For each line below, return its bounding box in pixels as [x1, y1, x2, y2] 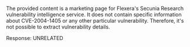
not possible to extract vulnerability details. [6, 23, 110, 30]
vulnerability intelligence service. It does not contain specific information [6, 11, 182, 18]
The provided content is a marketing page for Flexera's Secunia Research [6, 5, 184, 12]
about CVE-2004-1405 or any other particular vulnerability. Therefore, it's [6, 17, 184, 24]
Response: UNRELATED [6, 35, 63, 41]
